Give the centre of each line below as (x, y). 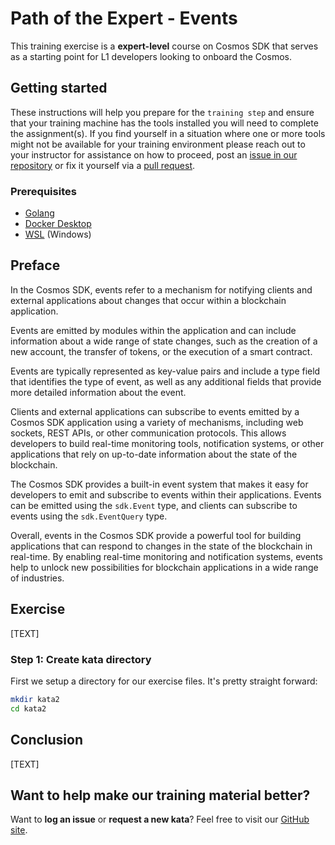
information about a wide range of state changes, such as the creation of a (164, 341)
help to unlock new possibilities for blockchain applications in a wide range (164, 567)
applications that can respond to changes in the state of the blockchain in (161, 546)
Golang (39, 213)
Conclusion (47, 740)
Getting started (59, 88)
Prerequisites (43, 191)
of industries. (37, 578)
